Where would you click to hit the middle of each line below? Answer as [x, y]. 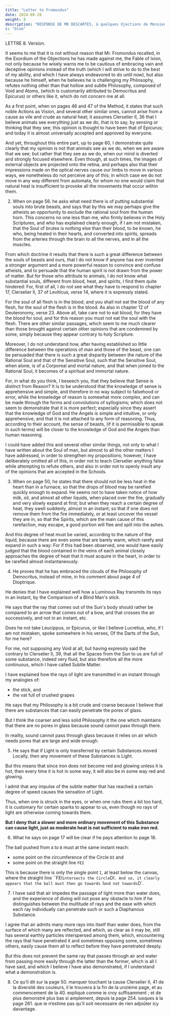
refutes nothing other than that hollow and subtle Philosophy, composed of [83, 86]
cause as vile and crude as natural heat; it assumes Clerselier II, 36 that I [81, 117]
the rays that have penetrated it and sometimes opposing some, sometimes [84, 941]
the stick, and [27, 690]
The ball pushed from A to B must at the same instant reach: [67, 847]
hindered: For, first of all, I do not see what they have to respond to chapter [83, 287]
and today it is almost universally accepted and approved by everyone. [79, 133]
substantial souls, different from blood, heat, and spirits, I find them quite [81, 281]
